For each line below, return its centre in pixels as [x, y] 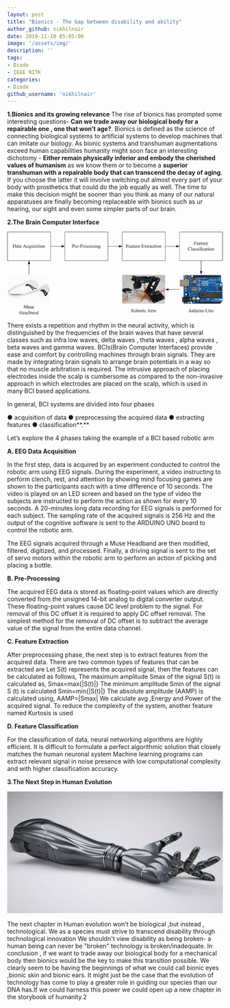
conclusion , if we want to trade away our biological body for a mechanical [112, 953]
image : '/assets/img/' [39, 44]
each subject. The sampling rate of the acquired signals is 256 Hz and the [111, 516]
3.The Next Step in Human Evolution [60, 782]
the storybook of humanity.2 [47, 996]
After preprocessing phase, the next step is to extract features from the [107, 655]
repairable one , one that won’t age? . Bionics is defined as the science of [111, 129]
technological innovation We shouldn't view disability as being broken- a [109, 938]
